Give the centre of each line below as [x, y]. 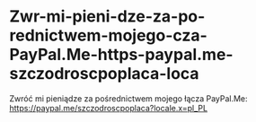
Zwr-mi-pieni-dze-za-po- [107, 17]
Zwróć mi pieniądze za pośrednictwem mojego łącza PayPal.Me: [129, 98]
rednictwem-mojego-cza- [109, 35]
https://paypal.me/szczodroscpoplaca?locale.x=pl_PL [109, 108]
